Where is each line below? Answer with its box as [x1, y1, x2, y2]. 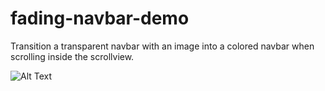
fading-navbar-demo [10, 7, 190, 30]
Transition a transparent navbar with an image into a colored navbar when [10, 40, 315, 52]
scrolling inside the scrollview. [10, 50, 135, 62]
